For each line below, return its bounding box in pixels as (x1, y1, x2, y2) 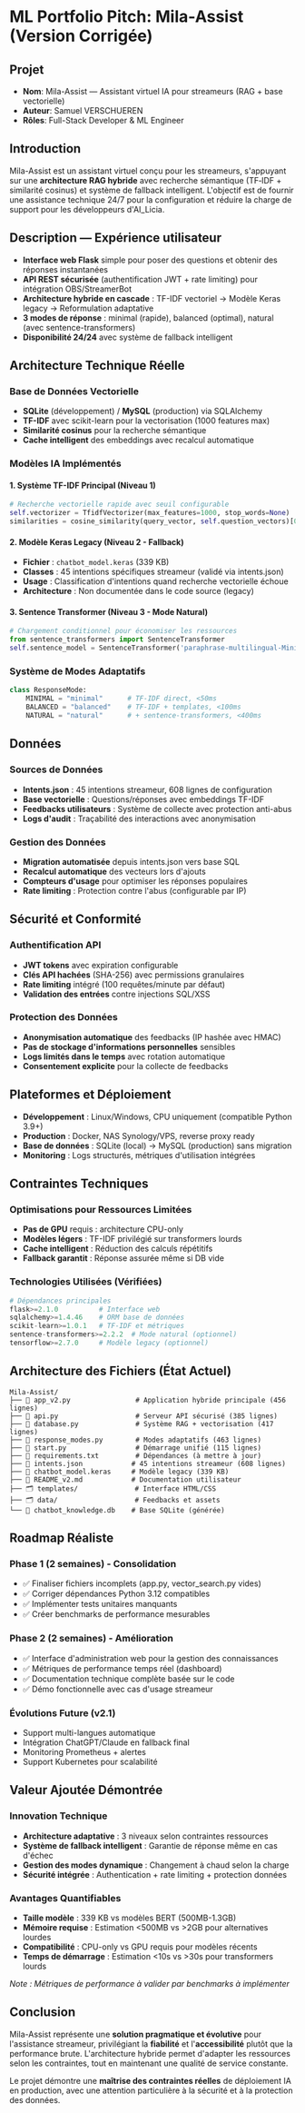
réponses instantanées (22, 263, 109, 274)
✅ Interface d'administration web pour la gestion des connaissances (22, 1652, 279, 1663)
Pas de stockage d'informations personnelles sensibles (22, 1041, 236, 1052)
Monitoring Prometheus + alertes (22, 1747, 147, 1757)
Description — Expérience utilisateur (9, 230, 222, 246)
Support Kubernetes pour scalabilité (22, 1756, 158, 1767)
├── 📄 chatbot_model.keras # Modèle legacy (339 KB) (9, 1467, 230, 1476)
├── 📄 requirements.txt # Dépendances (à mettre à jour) (9, 1451, 261, 1460)
